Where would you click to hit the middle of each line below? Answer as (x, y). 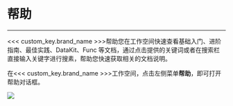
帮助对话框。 (25, 82)
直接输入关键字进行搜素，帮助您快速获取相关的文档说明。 (89, 58)
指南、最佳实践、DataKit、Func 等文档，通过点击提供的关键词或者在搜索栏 (114, 50)
